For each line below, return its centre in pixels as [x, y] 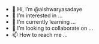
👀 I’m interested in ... [37, 15]
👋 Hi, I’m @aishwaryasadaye [47, 9]
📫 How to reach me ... [40, 35]
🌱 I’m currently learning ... [44, 22]
